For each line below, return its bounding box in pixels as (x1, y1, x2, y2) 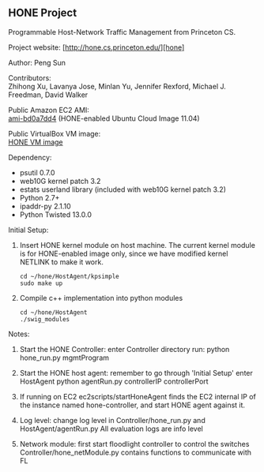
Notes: (8, 329, 30, 339)
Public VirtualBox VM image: (8, 129, 101, 138)
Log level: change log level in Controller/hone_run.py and (19, 415, 206, 425)
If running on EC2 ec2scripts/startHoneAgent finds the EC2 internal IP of (19, 391, 257, 401)
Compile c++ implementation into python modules (19, 293, 183, 302)
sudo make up (19, 279, 63, 287)
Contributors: (8, 73, 51, 82)
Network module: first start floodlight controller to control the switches (19, 439, 250, 448)
